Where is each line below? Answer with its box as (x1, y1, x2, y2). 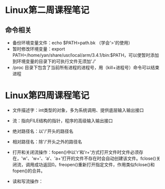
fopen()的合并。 (12, 168, 46, 174)
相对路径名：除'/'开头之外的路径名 (12, 139, 82, 144)
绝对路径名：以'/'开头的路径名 (12, 128, 74, 134)
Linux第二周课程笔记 (5, 4, 89, 16)
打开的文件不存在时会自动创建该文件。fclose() (62, 155, 157, 161)
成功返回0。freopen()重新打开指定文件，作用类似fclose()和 (34, 161, 155, 167)
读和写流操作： (12, 178, 43, 184)
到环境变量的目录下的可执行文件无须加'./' (12, 58, 96, 64)
